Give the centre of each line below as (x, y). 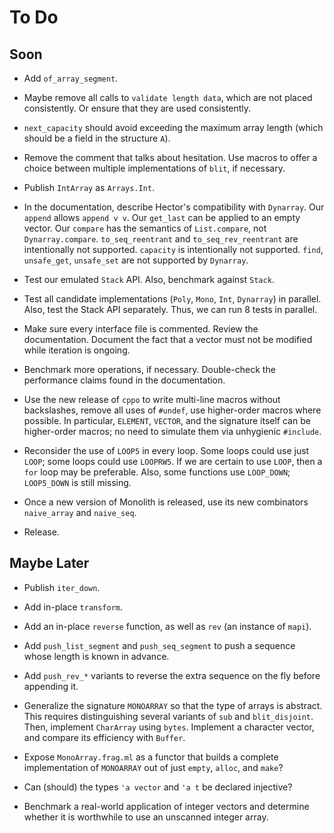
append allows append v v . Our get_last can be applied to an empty (162, 217)
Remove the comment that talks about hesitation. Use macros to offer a (170, 157)
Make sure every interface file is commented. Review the (141, 329)
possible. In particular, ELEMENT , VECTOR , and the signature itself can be (167, 420)
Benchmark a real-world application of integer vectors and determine (166, 806)
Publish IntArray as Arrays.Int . (89, 187)
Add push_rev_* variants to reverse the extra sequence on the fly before (172, 675)
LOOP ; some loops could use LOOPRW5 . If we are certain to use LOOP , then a (173, 461)
